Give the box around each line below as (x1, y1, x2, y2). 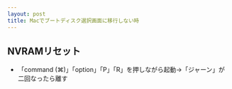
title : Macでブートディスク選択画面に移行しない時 (7, 17, 140, 24)
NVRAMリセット (7, 45, 81, 57)
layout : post (7, 10, 46, 18)
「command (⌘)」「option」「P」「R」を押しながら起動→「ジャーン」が (17, 66, 226, 74)
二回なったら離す (17, 74, 68, 83)
